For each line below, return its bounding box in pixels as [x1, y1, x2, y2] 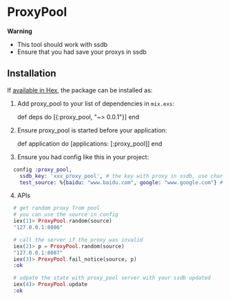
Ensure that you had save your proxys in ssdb [17, 48, 147, 56]
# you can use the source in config [13, 211, 118, 218]
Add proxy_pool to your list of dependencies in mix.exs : [17, 99, 175, 108]
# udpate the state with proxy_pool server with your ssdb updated [13, 274, 211, 281]
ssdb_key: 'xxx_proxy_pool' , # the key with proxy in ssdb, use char [19, 172, 224, 179]
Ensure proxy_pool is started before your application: [17, 126, 167, 134]
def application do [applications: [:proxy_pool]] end [17, 139, 163, 148]
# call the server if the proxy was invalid [13, 236, 143, 243]
